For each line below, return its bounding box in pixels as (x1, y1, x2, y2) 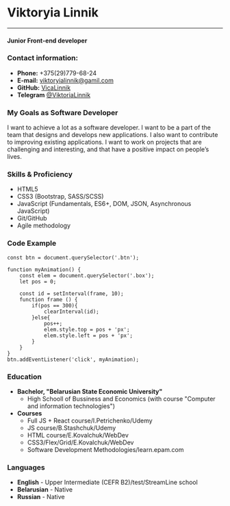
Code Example (7, 238, 57, 248)
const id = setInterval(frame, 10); (19, 290, 125, 297)
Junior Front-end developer (7, 36, 88, 45)
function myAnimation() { (7, 266, 81, 273)
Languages (7, 462, 46, 472)
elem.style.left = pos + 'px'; (43, 332, 133, 339)
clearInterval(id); (43, 308, 99, 315)
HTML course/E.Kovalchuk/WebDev (27, 431, 129, 440)
